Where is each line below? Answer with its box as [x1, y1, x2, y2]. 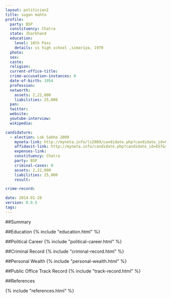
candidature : [5, 130, 33, 135]
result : [14, 177, 31, 182]
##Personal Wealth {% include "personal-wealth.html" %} [5, 258, 127, 264]
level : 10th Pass [14, 41, 51, 46]
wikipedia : [10, 120, 33, 126]
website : [10, 111, 28, 117]
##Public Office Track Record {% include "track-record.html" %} [5, 268, 141, 274]
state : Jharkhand [10, 31, 47, 36]
